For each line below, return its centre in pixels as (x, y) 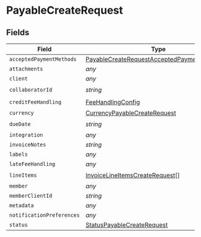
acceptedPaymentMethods (43, 59)
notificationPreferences (45, 215)
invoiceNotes (28, 145)
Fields (18, 33)
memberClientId (31, 196)
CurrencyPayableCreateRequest (131, 113)
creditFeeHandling (35, 102)
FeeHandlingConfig (113, 102)
